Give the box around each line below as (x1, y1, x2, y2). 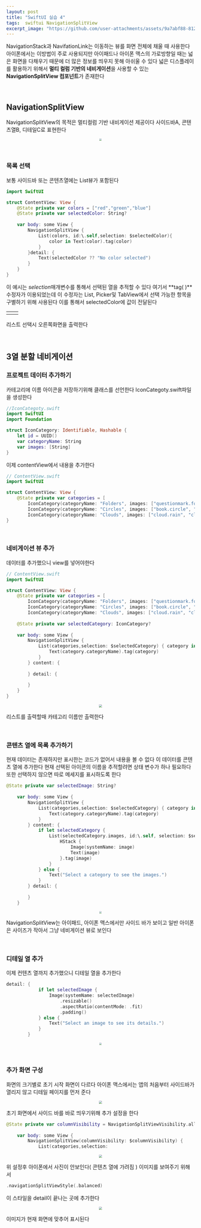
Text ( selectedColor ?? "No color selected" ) (38, 255, 151, 261)
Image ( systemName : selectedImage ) (48, 992, 135, 998)
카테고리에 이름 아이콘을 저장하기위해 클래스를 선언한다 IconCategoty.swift (6, 386, 182, 393)
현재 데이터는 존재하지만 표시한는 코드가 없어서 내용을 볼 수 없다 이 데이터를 (6, 756, 182, 763)
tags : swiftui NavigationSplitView (6, 20, 98, 26)
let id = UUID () (17, 433, 58, 439)
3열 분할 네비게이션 (6, 352, 74, 362)
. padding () (59, 1009, 87, 1015)
